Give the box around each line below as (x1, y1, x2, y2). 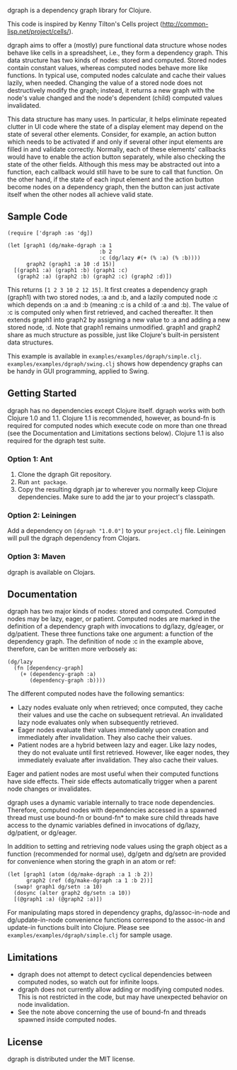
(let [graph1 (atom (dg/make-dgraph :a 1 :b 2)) (7, 871, 154, 878)
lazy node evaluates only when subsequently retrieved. (17, 719, 179, 727)
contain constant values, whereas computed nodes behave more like (7, 64, 209, 72)
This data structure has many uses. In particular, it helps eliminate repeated (7, 115, 226, 123)
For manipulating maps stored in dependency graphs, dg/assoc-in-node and (7, 908, 231, 917)
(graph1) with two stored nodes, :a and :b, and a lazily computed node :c (7, 293, 218, 301)
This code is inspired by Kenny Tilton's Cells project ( (7, 20, 163, 28)
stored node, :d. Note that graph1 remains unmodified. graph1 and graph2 (7, 322, 221, 332)
